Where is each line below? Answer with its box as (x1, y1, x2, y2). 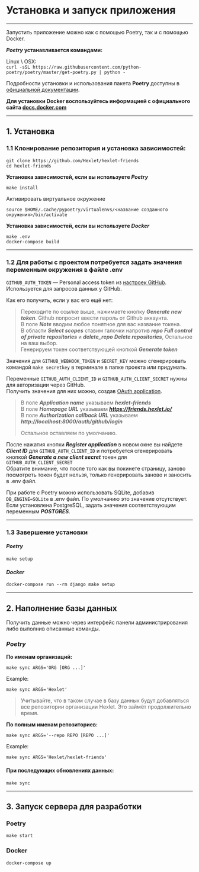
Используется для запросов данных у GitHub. (6, 285, 123, 292)
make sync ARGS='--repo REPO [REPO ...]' (6, 732, 110, 739)
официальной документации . (6, 86, 80, 93)
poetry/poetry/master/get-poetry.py (6, 69, 97, 75)
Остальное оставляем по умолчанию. (20, 429, 117, 436)
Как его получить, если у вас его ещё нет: (6, 297, 113, 304)
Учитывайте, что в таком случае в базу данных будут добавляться (20, 697, 190, 704)
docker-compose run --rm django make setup (6, 581, 115, 588)
